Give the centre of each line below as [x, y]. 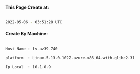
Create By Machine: [27, 33]
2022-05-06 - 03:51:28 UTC [34, 22]
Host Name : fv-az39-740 [31, 49]
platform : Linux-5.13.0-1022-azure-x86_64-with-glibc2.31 [70, 58]
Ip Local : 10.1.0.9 [28, 67]
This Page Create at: [27, 7]
